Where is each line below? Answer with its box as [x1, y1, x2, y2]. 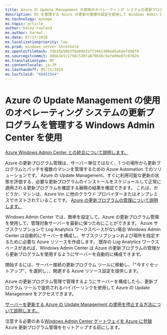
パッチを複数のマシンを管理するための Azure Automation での [26, 166, 153, 172]
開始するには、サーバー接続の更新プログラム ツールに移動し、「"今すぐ [5, 262, 150, 268]
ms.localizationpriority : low [5, 40, 68, 45]
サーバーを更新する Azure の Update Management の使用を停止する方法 [5, 301, 153, 307]
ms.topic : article [5, 21, 43, 26]
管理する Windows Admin [48, 120, 155, 131]
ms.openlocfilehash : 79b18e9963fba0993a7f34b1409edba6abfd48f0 [5, 49, 139, 54]
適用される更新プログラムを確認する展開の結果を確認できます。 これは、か [5, 185, 159, 191]
